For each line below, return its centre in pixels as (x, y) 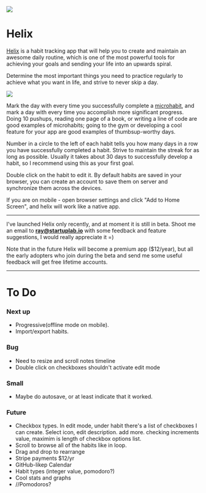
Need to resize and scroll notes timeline (65, 361)
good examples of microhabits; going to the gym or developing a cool (94, 125)
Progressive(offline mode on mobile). (62, 325)
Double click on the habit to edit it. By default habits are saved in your (94, 175)
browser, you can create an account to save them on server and (87, 182)
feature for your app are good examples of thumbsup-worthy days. (91, 131)
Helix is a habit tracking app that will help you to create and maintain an (97, 51)
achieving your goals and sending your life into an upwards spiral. (90, 64)
